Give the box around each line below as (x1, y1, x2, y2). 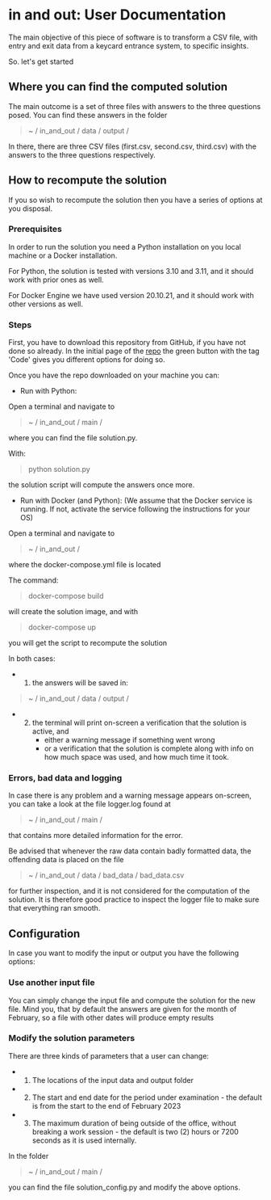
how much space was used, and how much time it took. (44, 752, 230, 762)
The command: (8, 575, 59, 585)
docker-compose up (27, 622, 97, 632)
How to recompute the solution (8, 174, 167, 187)
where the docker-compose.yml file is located (8, 560, 161, 570)
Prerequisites (8, 224, 62, 235)
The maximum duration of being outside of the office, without (31, 1118, 236, 1128)
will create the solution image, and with (8, 607, 139, 617)
